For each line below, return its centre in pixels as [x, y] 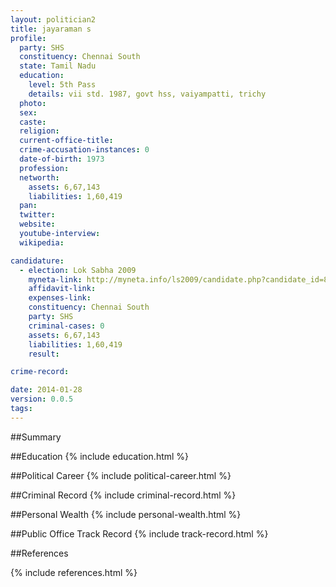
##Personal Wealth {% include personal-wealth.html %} [126, 514]
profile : [28, 38]
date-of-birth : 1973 [62, 159]
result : [44, 354]
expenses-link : [60, 298]
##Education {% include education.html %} [100, 456]
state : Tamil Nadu [58, 66]
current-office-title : [66, 141]
